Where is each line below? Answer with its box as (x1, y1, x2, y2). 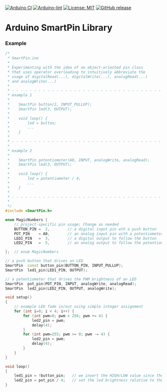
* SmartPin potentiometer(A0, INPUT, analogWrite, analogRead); (7, 157, 150, 163)
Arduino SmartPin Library (5, 22, 113, 33)
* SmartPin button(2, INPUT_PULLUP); (7, 102, 92, 107)
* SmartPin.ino (7, 56, 39, 61)
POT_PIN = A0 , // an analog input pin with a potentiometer (14, 231, 164, 236)
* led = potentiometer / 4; (7, 176, 81, 181)
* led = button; (7, 120, 57, 125)
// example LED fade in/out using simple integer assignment (14, 304, 143, 309)
